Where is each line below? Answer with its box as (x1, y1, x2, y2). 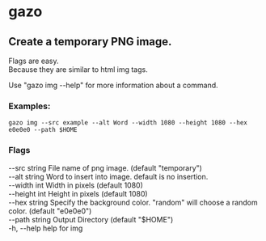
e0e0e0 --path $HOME (8, 126, 78, 134)
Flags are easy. (8, 56, 59, 66)
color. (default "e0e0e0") (8, 205, 92, 216)
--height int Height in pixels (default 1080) (8, 188, 148, 198)
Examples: (8, 100, 51, 112)
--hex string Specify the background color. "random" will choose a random (8, 197, 258, 207)
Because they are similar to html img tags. (8, 65, 148, 74)
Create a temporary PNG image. (8, 35, 172, 49)
